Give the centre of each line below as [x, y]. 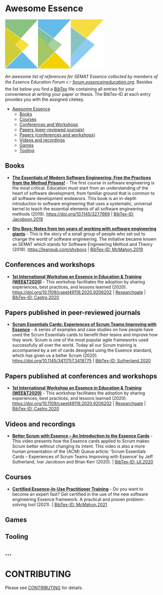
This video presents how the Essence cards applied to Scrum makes [81, 441]
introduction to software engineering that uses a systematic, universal [82, 203]
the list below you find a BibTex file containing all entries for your [70, 89]
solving [19, 505]
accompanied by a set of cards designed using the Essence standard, [82, 351]
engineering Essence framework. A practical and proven [69, 499]
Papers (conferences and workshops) [57, 134]
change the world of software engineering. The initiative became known [84, 239]
